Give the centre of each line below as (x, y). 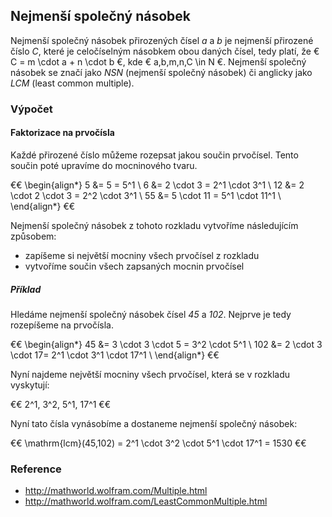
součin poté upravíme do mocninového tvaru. (104, 165)
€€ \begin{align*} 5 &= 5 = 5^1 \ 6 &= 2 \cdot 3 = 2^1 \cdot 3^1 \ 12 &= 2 (157, 185)
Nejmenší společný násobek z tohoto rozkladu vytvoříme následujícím (154, 225)
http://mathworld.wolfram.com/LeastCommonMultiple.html (146, 501)
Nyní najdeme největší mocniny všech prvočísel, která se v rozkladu (150, 374)
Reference (36, 469)
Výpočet (31, 109)
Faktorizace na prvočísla (62, 133)
